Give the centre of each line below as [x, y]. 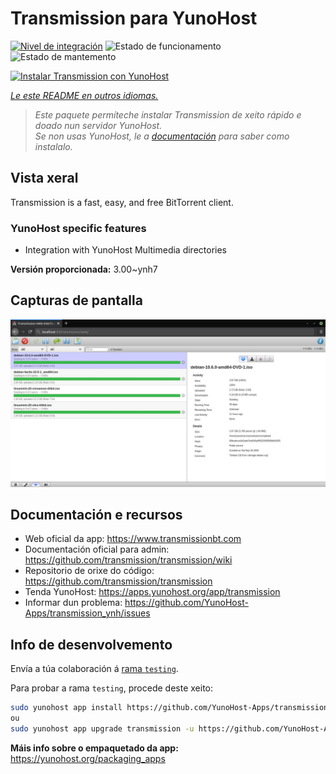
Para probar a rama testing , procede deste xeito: [112, 688]
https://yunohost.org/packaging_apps [88, 758]
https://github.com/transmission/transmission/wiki [128, 560]
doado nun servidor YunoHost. [98, 125]
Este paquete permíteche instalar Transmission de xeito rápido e [168, 114]
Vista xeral [44, 178]
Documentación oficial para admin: [97, 549]
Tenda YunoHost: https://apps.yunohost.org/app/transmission [152, 592]
